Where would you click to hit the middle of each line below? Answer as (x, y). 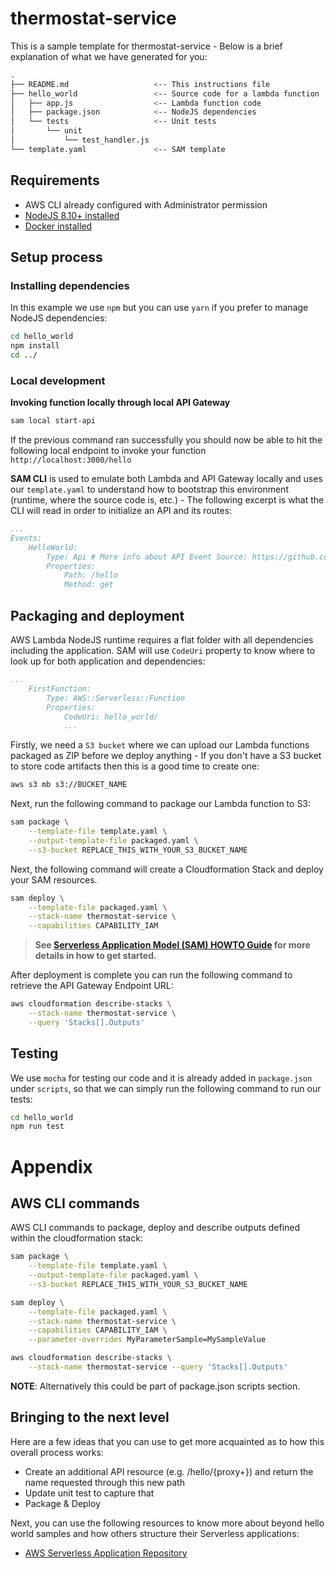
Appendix (51, 1166)
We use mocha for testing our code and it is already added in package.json (161, 1078)
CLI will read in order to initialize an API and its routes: (121, 511)
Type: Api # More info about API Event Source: (147, 557)
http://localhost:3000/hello (71, 460)
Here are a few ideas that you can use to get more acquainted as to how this (167, 1441)
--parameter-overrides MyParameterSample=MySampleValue (147, 1340)
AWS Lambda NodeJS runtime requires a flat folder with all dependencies (162, 640)
